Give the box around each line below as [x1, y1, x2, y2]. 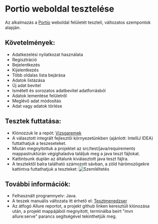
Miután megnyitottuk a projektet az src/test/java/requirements [12, 145, 135, 151]
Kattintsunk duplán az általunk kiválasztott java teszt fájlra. [12, 156, 129, 161]
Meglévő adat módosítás [12, 98, 61, 104]
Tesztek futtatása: [5, 117, 61, 126]
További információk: [5, 180, 71, 188]
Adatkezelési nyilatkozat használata [12, 51, 83, 57]
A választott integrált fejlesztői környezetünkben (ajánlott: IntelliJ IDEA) [12, 135, 154, 141]
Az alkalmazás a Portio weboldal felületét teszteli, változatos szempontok [5, 19, 151, 25]
